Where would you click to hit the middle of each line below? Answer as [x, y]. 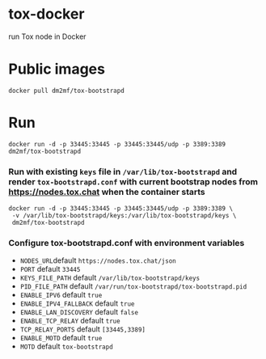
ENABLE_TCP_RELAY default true [70, 321]
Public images [57, 69]
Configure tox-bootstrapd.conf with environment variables [127, 243]
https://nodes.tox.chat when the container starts [107, 192]
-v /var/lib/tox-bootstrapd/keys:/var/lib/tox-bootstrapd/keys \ [124, 216]
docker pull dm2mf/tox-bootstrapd [67, 91]
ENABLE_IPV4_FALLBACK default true [77, 303]
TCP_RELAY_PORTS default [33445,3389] [82, 329]
